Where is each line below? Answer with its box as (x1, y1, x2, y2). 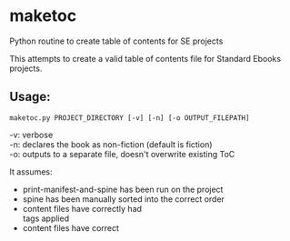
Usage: (9, 89, 52, 105)
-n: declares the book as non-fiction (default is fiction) (9, 138, 213, 150)
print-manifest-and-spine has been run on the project (22, 184, 224, 195)
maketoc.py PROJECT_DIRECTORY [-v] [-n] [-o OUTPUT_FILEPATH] (9, 113, 250, 123)
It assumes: (9, 166, 53, 177)
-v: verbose (9, 129, 54, 140)
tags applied (22, 213, 70, 224)
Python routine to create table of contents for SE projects (9, 35, 224, 46)
